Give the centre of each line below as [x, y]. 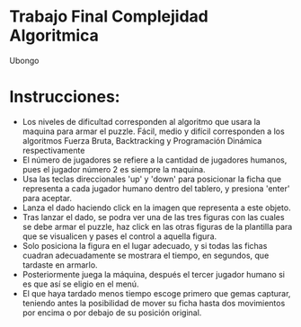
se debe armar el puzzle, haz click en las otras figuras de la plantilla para [157, 226]
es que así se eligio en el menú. [80, 284]
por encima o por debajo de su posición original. [112, 313]
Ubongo [24, 60]
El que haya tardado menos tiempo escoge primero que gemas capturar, [156, 293]
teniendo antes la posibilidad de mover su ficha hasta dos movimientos [154, 303]
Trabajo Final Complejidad [109, 17]
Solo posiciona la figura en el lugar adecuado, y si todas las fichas [145, 245]
